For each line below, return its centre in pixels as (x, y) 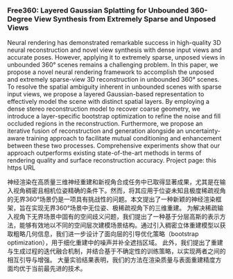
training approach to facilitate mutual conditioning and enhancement (124, 138)
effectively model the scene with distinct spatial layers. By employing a (109, 102)
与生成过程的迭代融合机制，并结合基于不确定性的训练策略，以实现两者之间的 (116, 251)
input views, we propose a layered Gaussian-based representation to (106, 94)
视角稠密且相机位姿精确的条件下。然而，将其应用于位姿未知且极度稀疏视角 (119, 191)
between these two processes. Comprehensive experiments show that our (114, 146)
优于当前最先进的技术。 (53, 269)
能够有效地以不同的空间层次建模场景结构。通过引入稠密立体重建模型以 (119, 225)
